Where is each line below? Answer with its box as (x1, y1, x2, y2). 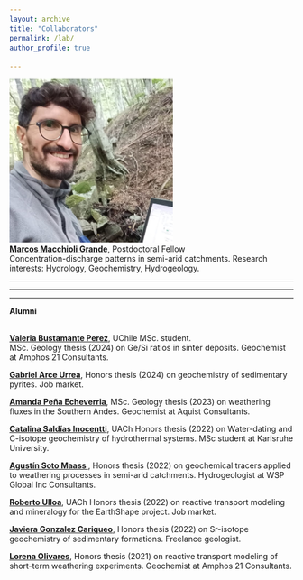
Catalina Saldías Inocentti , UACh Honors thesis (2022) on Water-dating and (9, 424, 293, 435)
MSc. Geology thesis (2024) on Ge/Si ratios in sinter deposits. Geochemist (9, 343, 286, 354)
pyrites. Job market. (9, 379, 84, 390)
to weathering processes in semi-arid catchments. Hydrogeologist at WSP (9, 470, 285, 481)
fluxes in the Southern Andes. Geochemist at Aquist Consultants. (9, 406, 251, 417)
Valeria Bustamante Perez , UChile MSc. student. (9, 333, 192, 344)
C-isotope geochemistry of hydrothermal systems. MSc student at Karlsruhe (9, 433, 294, 444)
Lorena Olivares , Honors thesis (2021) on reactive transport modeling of (9, 551, 278, 562)
